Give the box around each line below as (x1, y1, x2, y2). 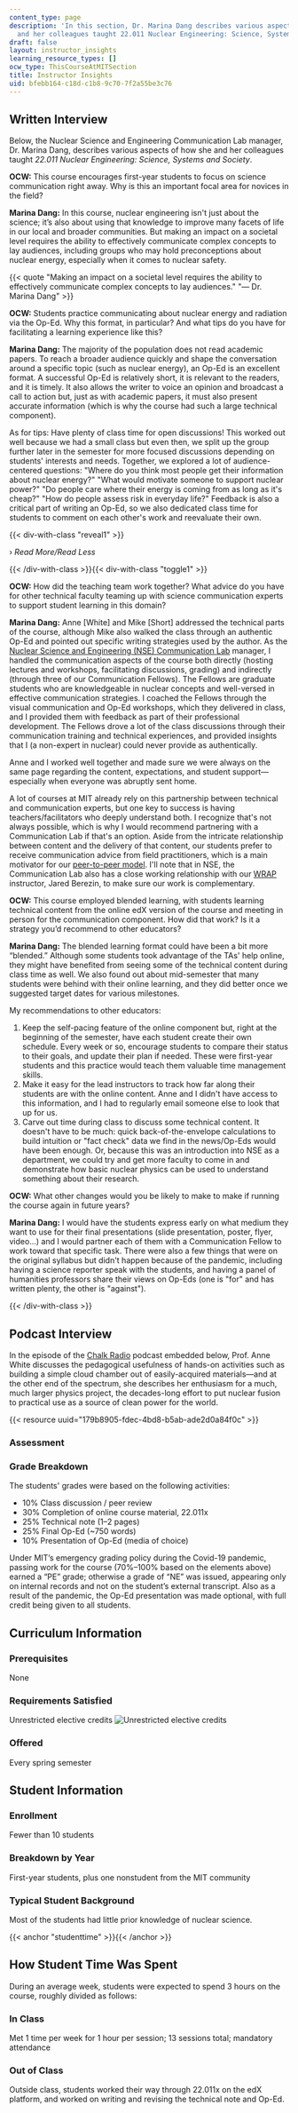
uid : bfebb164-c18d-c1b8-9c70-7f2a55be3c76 (9, 79, 173, 88)
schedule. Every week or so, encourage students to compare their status (21, 1041, 288, 1053)
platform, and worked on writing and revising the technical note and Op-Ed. (9, 2093, 286, 2105)
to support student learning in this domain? (9, 600, 167, 611)
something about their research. (21, 1173, 140, 1184)
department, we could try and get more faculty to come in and (21, 1155, 250, 1165)
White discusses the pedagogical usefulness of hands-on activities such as (9, 1360, 286, 1370)
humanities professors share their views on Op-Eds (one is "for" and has (9, 1274, 275, 1284)
